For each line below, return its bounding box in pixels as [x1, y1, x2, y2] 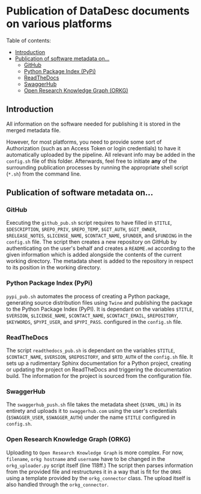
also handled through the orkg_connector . [6, 481, 109, 488]
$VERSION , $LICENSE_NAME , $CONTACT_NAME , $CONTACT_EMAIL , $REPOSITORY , [6, 311, 179, 319]
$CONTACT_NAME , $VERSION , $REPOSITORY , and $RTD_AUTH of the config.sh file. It [6, 353, 193, 361]
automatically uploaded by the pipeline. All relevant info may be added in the [6, 151, 196, 158]
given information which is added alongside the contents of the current [6, 251, 182, 258]
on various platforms [6, 17, 112, 31]
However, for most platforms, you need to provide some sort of [6, 138, 162, 145]
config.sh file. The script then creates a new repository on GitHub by [6, 239, 177, 246]
